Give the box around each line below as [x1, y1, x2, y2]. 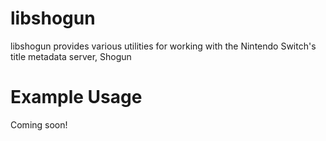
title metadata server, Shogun [10, 50, 132, 62]
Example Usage [10, 86, 143, 109]
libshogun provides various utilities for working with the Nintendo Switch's [10, 40, 317, 52]
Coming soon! [10, 118, 68, 131]
